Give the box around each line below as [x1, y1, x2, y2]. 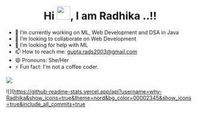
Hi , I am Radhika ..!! [44, 9, 157, 23]
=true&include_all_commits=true [6, 101, 85, 108]
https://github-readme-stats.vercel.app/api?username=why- [13, 88, 162, 95]
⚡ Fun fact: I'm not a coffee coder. [14, 63, 99, 70]
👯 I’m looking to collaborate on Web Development [14, 35, 137, 42]
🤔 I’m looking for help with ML [14, 41, 88, 49]
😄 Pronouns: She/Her [14, 56, 69, 63]
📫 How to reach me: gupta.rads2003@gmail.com [14, 48, 137, 55]
